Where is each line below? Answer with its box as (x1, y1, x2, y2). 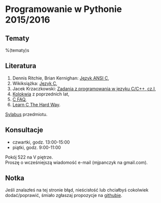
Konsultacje (5, 126, 43, 134)
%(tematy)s (5, 47, 29, 53)
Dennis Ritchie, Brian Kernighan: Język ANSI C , (12, 75, 110, 81)
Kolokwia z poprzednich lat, (12, 91, 70, 97)
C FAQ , (12, 96, 27, 102)
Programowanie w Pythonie (5, 3, 122, 15)
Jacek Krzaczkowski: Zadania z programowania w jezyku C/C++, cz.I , (12, 85, 156, 91)
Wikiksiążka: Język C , (12, 80, 58, 86)
